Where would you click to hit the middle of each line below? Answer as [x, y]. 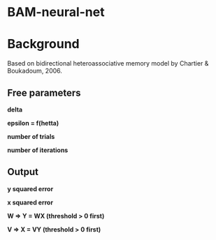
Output [23, 172]
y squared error [30, 188]
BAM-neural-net [56, 12]
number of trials [31, 136]
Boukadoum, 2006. [35, 71]
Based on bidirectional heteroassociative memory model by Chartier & [108, 63]
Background [43, 44]
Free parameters [44, 92]
